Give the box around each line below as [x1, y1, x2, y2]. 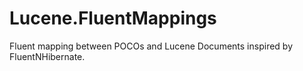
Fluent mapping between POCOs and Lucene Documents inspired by [9, 40, 294, 52]
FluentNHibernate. [9, 50, 86, 62]
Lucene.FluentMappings [9, 7, 217, 30]
